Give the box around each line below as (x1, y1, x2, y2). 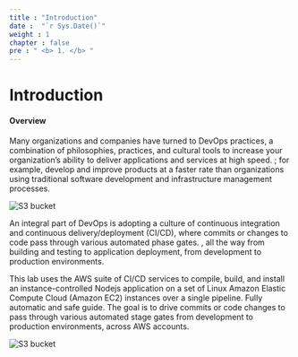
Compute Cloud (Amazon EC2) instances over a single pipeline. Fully (9, 292, 263, 303)
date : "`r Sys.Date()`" (9, 22, 106, 30)
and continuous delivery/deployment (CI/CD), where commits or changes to (9, 227, 289, 238)
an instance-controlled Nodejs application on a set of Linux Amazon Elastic (9, 283, 286, 293)
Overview (9, 115, 47, 126)
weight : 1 (9, 30, 50, 39)
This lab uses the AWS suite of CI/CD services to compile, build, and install (9, 273, 285, 283)
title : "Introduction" (9, 13, 98, 22)
